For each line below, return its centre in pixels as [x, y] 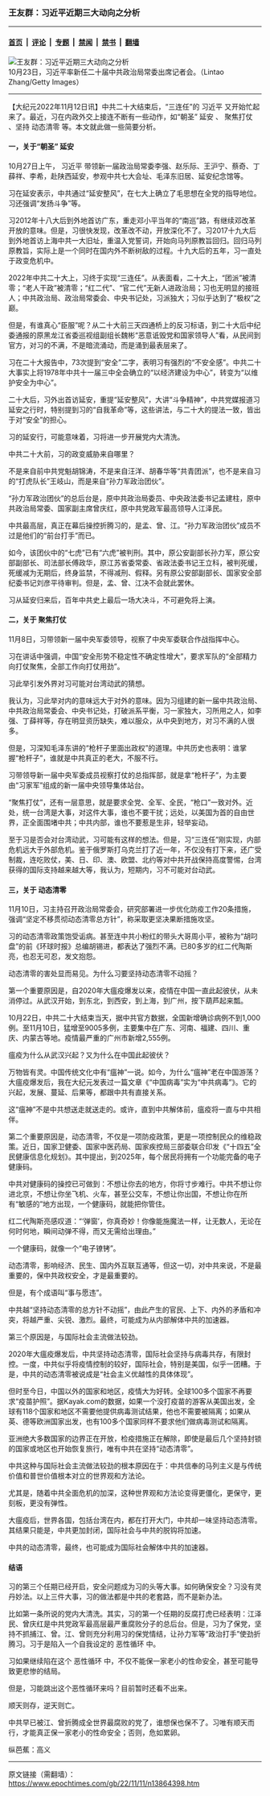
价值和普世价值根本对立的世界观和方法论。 [79, 1476]
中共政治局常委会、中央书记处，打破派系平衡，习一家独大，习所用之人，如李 [135, 710]
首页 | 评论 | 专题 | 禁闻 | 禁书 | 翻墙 [74, 42]
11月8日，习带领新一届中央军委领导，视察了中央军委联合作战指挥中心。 [126, 639]
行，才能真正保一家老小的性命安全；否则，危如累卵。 [96, 1732]
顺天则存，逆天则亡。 [43, 1706]
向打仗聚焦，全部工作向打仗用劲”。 [66, 666]
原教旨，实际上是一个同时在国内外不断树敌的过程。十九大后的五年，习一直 [131, 250]
